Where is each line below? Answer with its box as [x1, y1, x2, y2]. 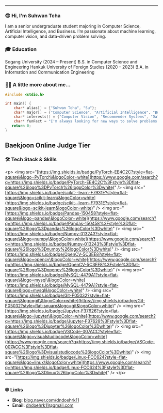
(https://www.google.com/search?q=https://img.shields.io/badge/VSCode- [5, 338, 155, 344]
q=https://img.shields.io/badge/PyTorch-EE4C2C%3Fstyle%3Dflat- [5, 179, 141, 185]
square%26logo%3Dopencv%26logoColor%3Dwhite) [5, 267, 113, 273]
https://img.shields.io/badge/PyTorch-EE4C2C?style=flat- [38, 169, 154, 175]
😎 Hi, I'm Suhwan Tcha [5, 12, 61, 19]
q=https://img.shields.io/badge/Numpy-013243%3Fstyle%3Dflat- [5, 241, 137, 247]
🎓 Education [5, 46, 37, 53]
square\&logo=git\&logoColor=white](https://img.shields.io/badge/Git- [5, 297, 146, 303]
